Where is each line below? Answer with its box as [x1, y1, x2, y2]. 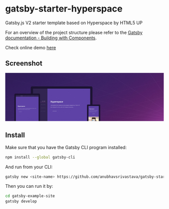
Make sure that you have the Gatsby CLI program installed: [5, 144, 127, 150]
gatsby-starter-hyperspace [5, 3, 123, 15]
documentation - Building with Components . [5, 35, 97, 41]
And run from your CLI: [5, 164, 53, 170]
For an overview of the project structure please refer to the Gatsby [5, 29, 143, 35]
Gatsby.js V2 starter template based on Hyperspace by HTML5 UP [5, 20, 143, 26]
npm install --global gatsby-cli [5, 155, 75, 160]
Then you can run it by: [5, 183, 53, 189]
